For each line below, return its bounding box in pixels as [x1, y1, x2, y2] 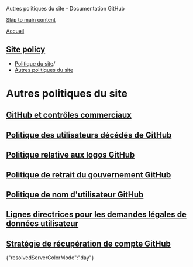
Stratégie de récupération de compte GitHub [6, 238, 171, 248]
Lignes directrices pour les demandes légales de [6, 210, 187, 220]
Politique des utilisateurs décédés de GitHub [6, 130, 172, 140]
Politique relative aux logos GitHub [6, 150, 135, 160]
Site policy [6, 44, 46, 54]
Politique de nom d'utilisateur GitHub [6, 190, 144, 200]
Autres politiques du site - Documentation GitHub [6, 5, 125, 12]
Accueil [6, 28, 25, 35]
